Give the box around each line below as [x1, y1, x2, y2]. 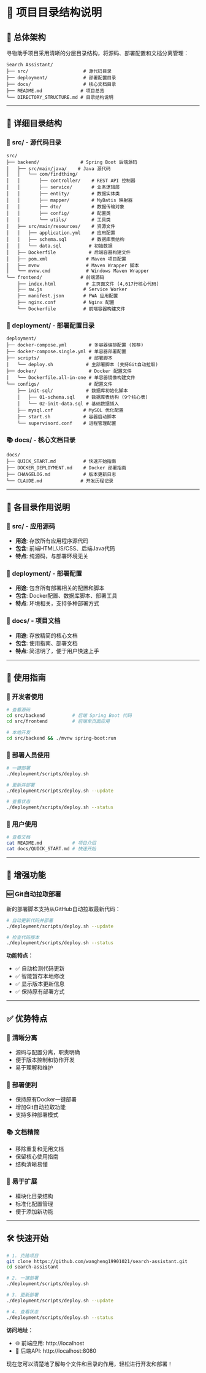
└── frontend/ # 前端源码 [6, 274, 105, 280]
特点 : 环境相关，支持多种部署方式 [15, 600, 99, 607]
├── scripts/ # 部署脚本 [6, 354, 113, 361]
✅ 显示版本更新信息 [15, 980, 65, 988]
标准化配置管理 [15, 1200, 53, 1207]
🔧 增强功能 [6, 870, 46, 880]
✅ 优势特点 [6, 1013, 48, 1023]
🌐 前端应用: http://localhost [15, 1339, 85, 1347]
